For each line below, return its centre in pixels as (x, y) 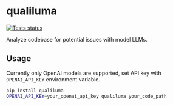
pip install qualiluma (35, 91)
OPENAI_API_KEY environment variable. (53, 79)
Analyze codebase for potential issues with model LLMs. (77, 39)
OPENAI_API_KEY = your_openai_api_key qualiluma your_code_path (86, 96)
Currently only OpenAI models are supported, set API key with (84, 73)
